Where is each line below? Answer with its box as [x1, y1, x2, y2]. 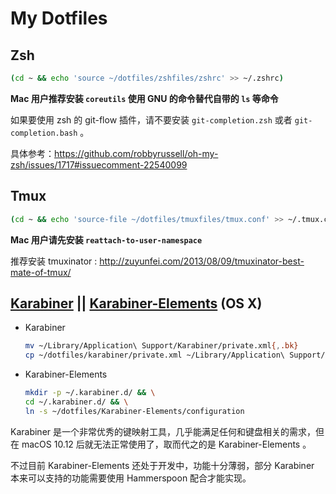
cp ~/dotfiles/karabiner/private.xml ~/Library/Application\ [24, 350, 286, 361]
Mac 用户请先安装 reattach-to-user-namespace [10, 233, 203, 246]
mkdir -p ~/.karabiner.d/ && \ [24, 388, 156, 398]
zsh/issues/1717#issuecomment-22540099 [10, 158, 188, 171]
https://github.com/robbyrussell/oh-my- [54, 147, 219, 159]
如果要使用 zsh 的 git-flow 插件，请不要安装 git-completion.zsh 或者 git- [10, 113, 313, 126]
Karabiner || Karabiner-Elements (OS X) [10, 295, 263, 312]
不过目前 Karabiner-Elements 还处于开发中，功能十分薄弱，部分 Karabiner [10, 459, 315, 471]
